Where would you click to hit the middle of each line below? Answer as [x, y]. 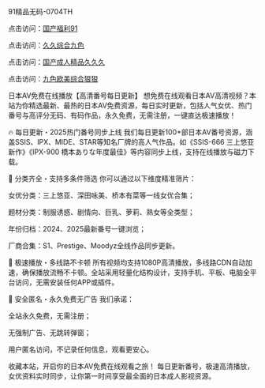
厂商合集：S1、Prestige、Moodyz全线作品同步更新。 [94, 246]
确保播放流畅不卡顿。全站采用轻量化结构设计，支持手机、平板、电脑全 [136, 272]
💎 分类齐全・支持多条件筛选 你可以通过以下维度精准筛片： [103, 179]
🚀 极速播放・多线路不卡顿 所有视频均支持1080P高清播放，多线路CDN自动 [127, 262]
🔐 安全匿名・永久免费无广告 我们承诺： [71, 299]
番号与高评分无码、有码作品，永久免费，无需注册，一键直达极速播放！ [122, 115]
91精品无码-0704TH [41, 11]
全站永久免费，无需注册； [50, 316]
